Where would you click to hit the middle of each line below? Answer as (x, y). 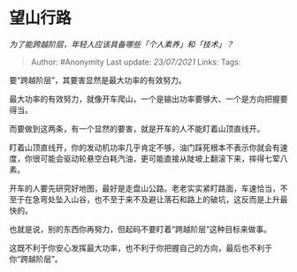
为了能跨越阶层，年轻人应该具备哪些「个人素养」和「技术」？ (122, 44)
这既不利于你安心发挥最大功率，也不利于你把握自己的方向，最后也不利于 (141, 247)
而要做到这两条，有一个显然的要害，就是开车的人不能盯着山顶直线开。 (137, 128)
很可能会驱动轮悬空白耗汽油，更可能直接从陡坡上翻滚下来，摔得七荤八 (160, 158)
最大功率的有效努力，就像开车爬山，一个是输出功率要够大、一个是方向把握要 (148, 99)
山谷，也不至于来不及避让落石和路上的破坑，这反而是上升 (175, 199)
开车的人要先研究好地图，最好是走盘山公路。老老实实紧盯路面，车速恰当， (145, 188)
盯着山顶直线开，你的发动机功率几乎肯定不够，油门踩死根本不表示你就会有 (145, 147)
